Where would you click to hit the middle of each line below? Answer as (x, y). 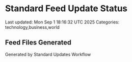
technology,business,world (32, 27)
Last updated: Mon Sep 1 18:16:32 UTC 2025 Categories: (62, 22)
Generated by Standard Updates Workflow (48, 54)
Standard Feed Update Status (66, 9)
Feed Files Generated (38, 43)
